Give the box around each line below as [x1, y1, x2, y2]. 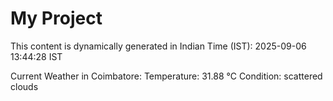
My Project [10, 7, 103, 30]
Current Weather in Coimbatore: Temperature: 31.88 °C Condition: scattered [10, 70, 323, 82]
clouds [10, 80, 39, 92]
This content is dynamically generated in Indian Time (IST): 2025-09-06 [10, 40, 307, 52]
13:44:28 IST [10, 50, 63, 62]
